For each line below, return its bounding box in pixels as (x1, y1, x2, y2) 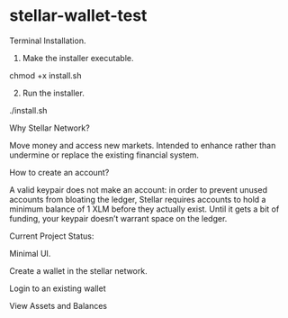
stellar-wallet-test (9, 5, 148, 26)
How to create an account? (9, 167, 110, 177)
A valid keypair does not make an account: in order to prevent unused (9, 184, 268, 195)
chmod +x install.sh (9, 69, 83, 81)
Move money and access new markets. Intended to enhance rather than (9, 140, 276, 150)
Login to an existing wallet (9, 283, 106, 294)
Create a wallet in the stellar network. (9, 265, 148, 276)
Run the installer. (22, 87, 85, 98)
